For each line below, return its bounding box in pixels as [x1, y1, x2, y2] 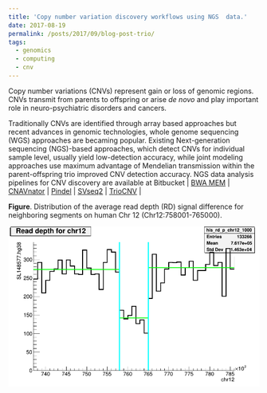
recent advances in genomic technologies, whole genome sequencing [8, 127, 239, 136]
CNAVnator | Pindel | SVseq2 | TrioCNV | [8, 186, 142, 195]
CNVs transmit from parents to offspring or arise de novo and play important [8, 94, 259, 104]
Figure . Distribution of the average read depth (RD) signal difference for [8, 202, 245, 211]
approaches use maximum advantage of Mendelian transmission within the [8, 160, 255, 171]
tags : [8, 38, 26, 46]
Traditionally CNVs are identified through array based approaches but [8, 118, 237, 128]
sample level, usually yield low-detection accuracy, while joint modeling [8, 152, 243, 162]
